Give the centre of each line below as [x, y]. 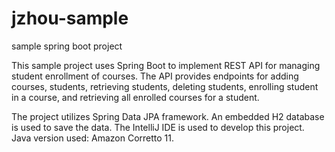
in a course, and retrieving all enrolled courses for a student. [135, 97]
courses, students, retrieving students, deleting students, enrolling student [165, 86]
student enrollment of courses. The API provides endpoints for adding [155, 76]
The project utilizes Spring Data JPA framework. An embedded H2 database [168, 116]
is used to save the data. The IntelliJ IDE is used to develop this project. [158, 127]
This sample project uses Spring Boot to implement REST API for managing [166, 65]
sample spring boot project [67, 46]
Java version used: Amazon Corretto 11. [93, 138]
